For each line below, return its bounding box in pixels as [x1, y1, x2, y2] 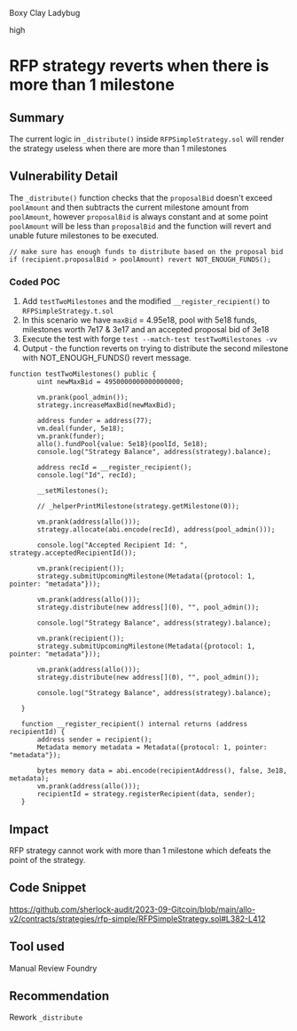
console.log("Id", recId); [36, 471, 137, 480]
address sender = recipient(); [36, 735, 152, 745]
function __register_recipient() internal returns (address [20, 720, 248, 729]
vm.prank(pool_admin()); [36, 393, 129, 403]
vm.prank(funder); [36, 432, 105, 441]
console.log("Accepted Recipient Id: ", [36, 541, 189, 550]
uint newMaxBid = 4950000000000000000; [36, 378, 184, 387]
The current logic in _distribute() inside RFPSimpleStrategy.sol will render [9, 133, 285, 144]
